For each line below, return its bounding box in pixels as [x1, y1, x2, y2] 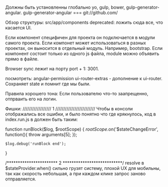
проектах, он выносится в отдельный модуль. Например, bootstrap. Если [5, 45, 162, 51]
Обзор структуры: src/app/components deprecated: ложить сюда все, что [5, 20, 163, 25]
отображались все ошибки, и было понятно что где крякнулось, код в [5, 111, 156, 117]
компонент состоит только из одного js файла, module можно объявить [5, 50, 159, 56]
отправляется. [5, 176, 36, 182]
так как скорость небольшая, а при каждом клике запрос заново [5, 171, 146, 176]
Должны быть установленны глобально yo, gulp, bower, [5, 5, 125, 10]
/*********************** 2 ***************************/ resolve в [5, 160, 144, 166]
